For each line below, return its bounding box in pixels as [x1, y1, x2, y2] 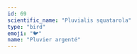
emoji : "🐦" [7, 29, 43, 37]
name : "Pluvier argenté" [7, 36, 81, 43]
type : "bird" [7, 23, 46, 30]
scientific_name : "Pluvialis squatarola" [7, 17, 132, 24]
